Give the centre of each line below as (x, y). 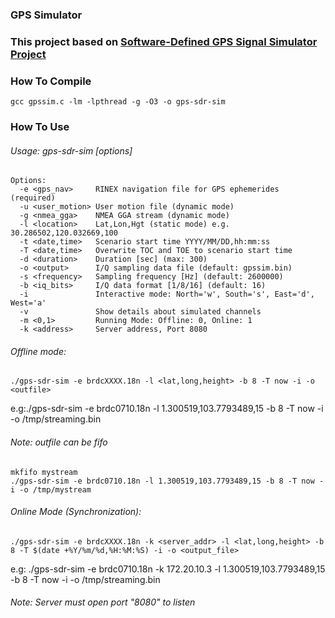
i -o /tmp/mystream (51, 489)
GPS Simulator (46, 15)
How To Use (40, 127)
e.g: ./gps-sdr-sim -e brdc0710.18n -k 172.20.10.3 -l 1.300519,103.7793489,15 (168, 569)
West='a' (28, 303)
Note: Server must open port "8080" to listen (103, 602)
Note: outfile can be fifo (59, 442)
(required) (33, 198)
